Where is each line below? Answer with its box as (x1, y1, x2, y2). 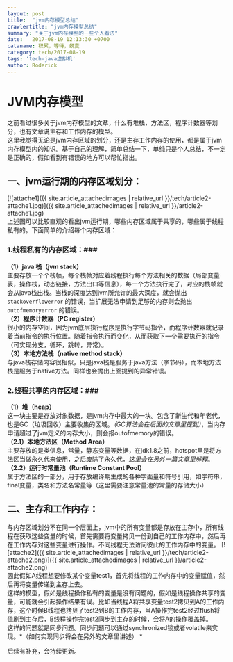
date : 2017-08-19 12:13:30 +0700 (7, 36, 110, 43)
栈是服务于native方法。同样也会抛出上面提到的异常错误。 (7, 366, 171, 375)
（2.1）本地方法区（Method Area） (7, 437, 109, 446)
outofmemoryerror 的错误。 (7, 305, 83, 314)
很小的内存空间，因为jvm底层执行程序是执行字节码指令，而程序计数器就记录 (7, 323, 224, 331)
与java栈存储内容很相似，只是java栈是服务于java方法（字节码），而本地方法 (7, 357, 222, 366)
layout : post (7, 10, 45, 17)
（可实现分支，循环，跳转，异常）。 (7, 340, 107, 348)
